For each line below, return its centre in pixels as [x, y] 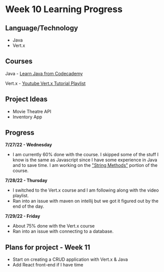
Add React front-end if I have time [48, 265]
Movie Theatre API [32, 111]
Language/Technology [42, 28]
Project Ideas [26, 99]
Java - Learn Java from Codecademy [44, 73]
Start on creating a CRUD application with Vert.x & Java [70, 259]
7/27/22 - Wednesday [29, 145]
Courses [19, 61]
